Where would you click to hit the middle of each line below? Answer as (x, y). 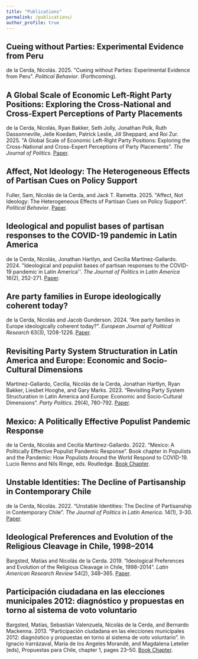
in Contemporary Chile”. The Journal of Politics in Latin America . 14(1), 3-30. (99, 512)
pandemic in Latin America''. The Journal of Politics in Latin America (96, 271)
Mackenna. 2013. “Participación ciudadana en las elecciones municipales (95, 631)
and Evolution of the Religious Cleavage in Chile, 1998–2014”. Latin (87, 567)
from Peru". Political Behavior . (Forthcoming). (61, 76)
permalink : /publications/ (39, 17)
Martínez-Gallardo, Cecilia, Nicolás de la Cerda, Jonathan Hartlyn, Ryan (93, 384)
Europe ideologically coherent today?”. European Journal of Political (89, 326)
